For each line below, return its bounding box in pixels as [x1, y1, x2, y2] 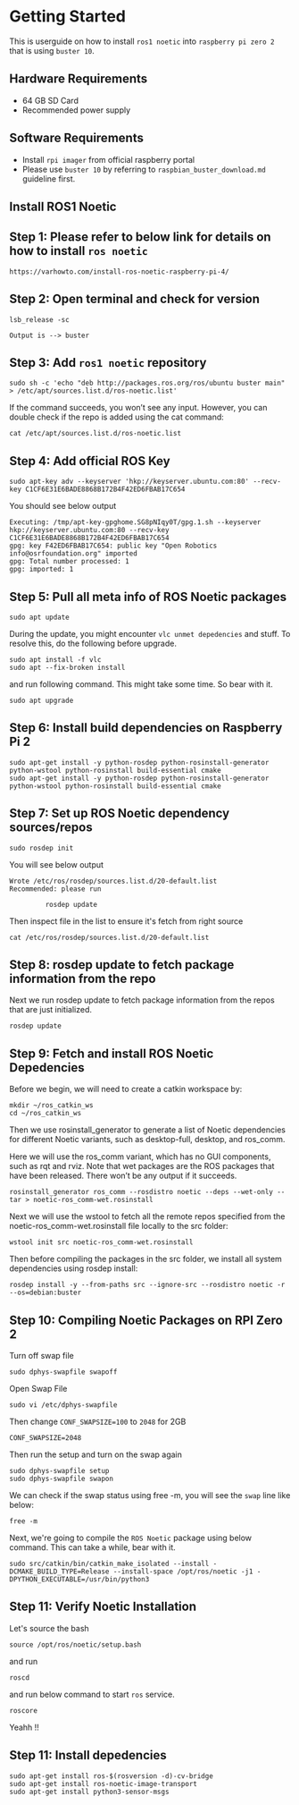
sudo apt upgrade [9, 696, 74, 706]
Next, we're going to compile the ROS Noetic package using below [9, 1532, 253, 1544]
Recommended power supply [21, 105, 131, 115]
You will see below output [9, 859, 104, 869]
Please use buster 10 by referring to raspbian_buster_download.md [21, 164, 266, 174]
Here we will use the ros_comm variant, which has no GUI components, [9, 1151, 271, 1162]
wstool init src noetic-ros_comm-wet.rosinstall [9, 1238, 194, 1247]
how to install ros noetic [9, 243, 149, 258]
